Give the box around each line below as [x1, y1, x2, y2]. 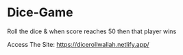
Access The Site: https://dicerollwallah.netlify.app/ [7, 40, 149, 48]
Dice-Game [7, 5, 73, 20]
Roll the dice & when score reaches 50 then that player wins [7, 27, 177, 35]
